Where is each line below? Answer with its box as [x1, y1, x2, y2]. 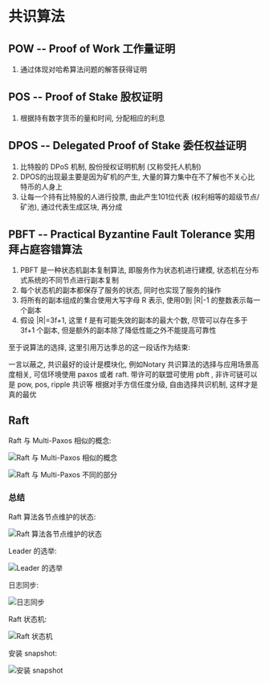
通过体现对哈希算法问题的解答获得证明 [19, 65, 147, 74]
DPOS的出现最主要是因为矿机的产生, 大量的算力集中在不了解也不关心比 [19, 172, 255, 181]
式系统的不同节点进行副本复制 [19, 275, 119, 285]
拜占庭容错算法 [8, 242, 83, 257]
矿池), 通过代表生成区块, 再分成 [19, 201, 123, 211]
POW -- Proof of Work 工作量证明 [8, 42, 176, 55]
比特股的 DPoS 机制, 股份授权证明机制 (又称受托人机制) [19, 161, 202, 171]
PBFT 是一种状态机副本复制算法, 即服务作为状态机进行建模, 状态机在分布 [19, 266, 259, 275]
